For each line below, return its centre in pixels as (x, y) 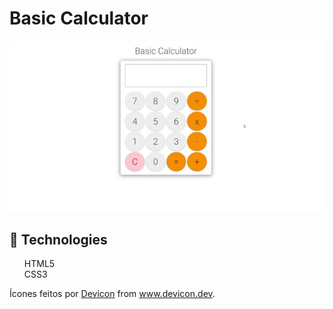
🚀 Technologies (58, 239)
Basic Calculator (79, 18)
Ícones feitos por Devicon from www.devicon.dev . (112, 294)
